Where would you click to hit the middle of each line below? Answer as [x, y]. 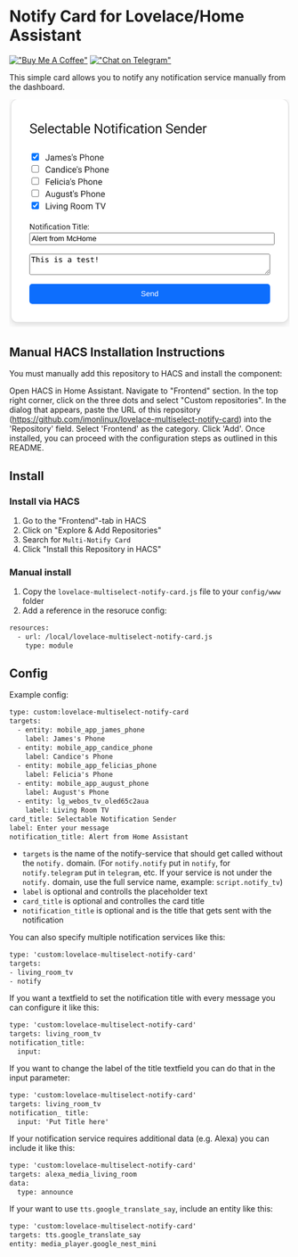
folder [33, 601]
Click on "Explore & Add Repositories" [92, 530]
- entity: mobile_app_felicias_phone [87, 766]
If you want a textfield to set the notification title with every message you [142, 998]
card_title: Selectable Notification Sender [93, 819]
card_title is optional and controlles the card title [113, 901]
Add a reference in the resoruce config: [94, 611]
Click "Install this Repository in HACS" [92, 549]
